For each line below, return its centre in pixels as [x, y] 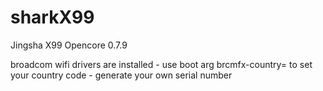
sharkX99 [52, 17]
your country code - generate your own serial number [121, 75]
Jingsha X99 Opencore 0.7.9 [69, 45]
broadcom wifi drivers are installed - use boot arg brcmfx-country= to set [161, 64]
